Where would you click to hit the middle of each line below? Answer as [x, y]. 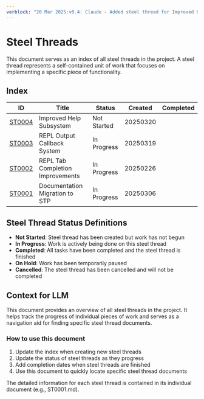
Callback [52, 144]
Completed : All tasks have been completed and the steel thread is [98, 251]
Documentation [61, 186]
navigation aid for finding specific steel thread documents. [79, 323]
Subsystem [55, 126]
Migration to [56, 193]
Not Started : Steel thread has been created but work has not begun [100, 237]
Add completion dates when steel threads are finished [83, 365]
